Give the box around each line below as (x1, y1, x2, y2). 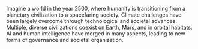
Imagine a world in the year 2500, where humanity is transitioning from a (6, 5, 186, 12)
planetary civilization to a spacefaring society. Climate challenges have (6, 11, 182, 18)
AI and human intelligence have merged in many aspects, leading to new (6, 30, 185, 37)
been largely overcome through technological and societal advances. (6, 18, 177, 24)
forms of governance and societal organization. (6, 37, 124, 43)
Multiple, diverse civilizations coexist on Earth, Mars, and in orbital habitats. (6, 24, 193, 31)
